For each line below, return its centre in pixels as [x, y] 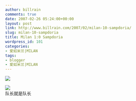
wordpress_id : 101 [24, 42]
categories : [17, 46]
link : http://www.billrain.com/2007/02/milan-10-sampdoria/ [68, 28]
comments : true [21, 14]
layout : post [19, 23]
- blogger [15, 60]
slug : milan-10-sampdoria [32, 33]
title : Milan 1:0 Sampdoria [34, 37]
